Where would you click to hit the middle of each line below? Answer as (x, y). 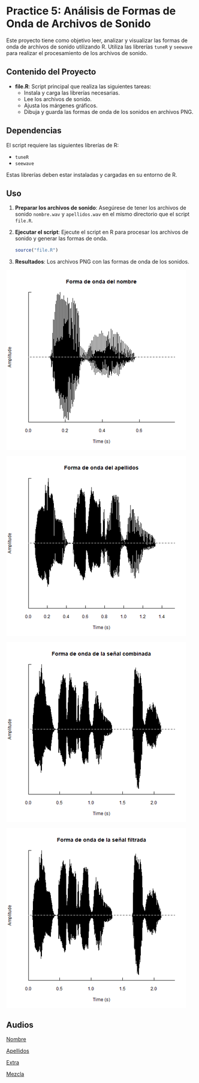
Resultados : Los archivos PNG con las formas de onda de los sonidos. (102, 262)
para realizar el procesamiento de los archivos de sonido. (77, 53)
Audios (20, 1025)
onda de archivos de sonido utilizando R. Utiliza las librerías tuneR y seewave (99, 47)
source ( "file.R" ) (37, 250)
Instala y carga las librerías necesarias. (72, 93)
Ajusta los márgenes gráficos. (61, 105)
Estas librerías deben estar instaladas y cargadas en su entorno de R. (92, 174)
